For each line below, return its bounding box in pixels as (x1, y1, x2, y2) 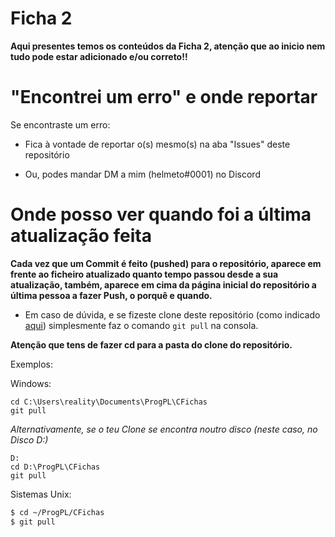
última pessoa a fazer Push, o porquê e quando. (10, 289, 213, 301)
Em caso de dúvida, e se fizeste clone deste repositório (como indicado (24, 308, 321, 321)
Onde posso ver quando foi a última (10, 203, 312, 226)
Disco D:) (10, 433, 49, 446)
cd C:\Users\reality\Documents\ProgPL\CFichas (10, 397, 208, 407)
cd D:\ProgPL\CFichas (10, 462, 101, 472)
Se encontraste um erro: (10, 118, 111, 131)
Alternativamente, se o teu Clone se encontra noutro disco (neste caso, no (10, 423, 318, 435)
